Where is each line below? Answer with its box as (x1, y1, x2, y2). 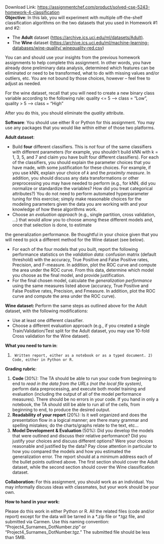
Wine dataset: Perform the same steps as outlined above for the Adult (5, 303, 147, 308)
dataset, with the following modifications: (5, 308, 88, 314)
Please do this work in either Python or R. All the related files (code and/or (5, 508, 155, 514)
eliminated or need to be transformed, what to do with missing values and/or (5, 70, 160, 76)
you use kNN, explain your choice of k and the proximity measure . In (12, 170, 151, 176)
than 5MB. (5, 535, 26, 540)
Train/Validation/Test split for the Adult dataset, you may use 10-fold (12, 328, 150, 333)
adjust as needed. (5, 81, 42, 86)
